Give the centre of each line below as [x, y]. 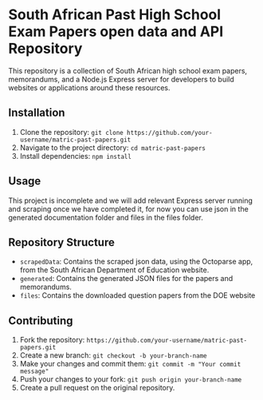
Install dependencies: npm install [75, 156]
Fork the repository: [52, 340]
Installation [37, 113]
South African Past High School [115, 15]
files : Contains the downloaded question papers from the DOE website [137, 295]
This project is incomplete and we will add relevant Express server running [131, 200]
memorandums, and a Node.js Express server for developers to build [122, 79]
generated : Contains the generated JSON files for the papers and [126, 279]
